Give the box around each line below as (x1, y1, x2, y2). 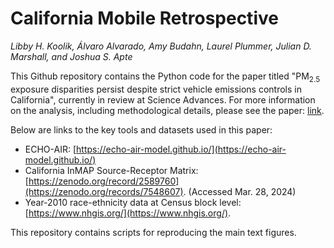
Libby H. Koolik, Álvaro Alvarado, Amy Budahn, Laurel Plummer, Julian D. (10, 40, 312, 52)
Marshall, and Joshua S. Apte (10, 50, 133, 62)
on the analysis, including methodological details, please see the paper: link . (10, 104, 325, 116)
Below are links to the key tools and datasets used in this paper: (10, 123, 273, 136)
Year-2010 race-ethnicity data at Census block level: (24, 196, 242, 208)
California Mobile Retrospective (10, 7, 279, 30)
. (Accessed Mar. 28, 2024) (183, 185, 297, 197)
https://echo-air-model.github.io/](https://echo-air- (76, 143, 287, 155)
